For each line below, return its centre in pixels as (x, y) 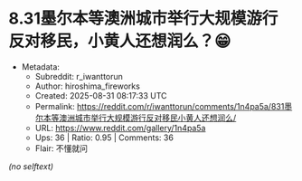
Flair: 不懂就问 (61, 148)
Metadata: (41, 67)
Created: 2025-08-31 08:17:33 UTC (101, 95)
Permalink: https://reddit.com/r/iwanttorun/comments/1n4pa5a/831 (160, 106)
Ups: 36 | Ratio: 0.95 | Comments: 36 (104, 138)
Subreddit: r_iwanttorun (79, 76)
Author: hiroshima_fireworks (88, 86)
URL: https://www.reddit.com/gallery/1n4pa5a (120, 128)
